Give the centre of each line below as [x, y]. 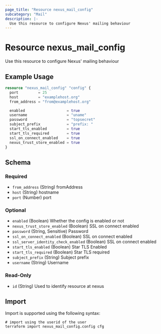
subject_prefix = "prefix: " [51, 124]
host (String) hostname [35, 193]
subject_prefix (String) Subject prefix [51, 257]
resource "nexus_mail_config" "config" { [48, 88]
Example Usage [29, 77]
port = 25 [28, 92]
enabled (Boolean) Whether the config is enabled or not [68, 221]
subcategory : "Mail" [26, 14]
